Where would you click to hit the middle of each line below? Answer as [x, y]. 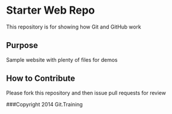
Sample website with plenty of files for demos [62, 59]
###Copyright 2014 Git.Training [44, 104]
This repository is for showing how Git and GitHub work [74, 27]
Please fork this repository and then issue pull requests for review [86, 93]
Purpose [22, 45]
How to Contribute [41, 79]
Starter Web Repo [51, 10]
